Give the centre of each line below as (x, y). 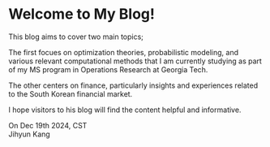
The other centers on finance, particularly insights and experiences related (133, 85)
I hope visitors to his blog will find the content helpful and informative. (125, 110)
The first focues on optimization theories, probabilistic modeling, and (124, 52)
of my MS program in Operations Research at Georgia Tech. (108, 69)
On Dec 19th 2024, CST (48, 125)
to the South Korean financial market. (71, 93)
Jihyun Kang (29, 134)
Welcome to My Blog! (82, 14)
